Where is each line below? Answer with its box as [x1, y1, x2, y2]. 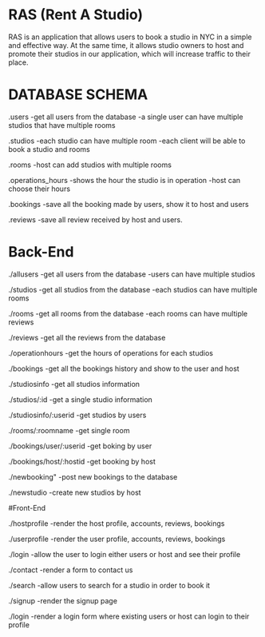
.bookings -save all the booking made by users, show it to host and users [8, 199, 249, 209]
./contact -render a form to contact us [8, 565, 133, 575]
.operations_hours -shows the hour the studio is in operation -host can [8, 175, 241, 185]
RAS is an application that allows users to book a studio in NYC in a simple [8, 32, 252, 42]
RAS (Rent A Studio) [8, 6, 144, 24]
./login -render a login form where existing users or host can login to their [8, 611, 250, 621]
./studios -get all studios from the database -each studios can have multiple [8, 285, 258, 294]
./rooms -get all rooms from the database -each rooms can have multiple [8, 309, 248, 318]
